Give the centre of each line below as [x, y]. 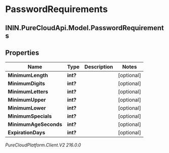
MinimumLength [28, 75]
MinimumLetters [28, 92]
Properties [22, 53]
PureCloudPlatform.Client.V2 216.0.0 [43, 145]
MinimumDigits [26, 84]
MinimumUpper [27, 100]
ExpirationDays [26, 133]
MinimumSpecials [30, 116]
